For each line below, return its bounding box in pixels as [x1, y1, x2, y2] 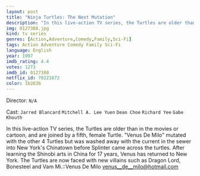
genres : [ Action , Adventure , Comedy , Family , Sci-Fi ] [6, 36, 132, 42]
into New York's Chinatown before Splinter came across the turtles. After [6, 144, 185, 151]
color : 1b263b [6, 81, 42, 87]
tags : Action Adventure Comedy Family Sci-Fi [6, 42, 121, 48]
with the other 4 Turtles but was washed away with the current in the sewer [6, 138, 192, 144]
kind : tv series [6, 31, 46, 37]
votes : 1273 [6, 64, 36, 70]
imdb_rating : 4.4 [6, 58, 49, 64]
